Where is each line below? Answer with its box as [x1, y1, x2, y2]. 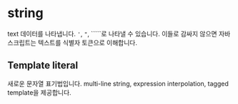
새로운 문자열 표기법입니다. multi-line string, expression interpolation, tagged [7, 79, 229, 88]
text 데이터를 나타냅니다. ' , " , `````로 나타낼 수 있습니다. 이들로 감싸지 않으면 [7, 29, 217, 38]
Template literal [7, 59, 79, 72]
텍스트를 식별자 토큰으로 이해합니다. [38, 38, 138, 47]
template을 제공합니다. [7, 88, 71, 97]
